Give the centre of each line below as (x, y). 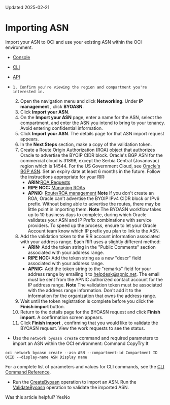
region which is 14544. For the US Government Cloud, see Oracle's (90, 166)
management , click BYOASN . (52, 106)
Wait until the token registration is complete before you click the (87, 301)
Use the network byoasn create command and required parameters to (86, 338)
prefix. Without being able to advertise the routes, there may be (94, 204)
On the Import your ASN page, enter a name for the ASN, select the (91, 117)
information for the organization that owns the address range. (92, 296)
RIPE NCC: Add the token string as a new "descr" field (84, 258)
